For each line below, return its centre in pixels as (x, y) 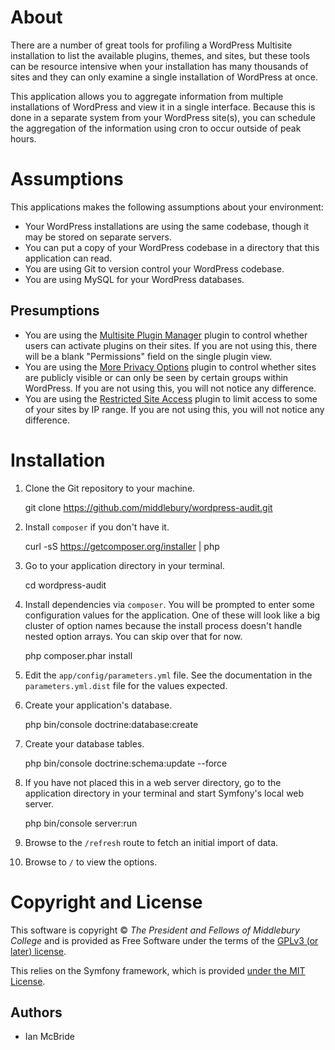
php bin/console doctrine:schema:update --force (126, 763)
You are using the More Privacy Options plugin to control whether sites (170, 367)
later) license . (38, 951)
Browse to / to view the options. (91, 862)
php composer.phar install (78, 655)
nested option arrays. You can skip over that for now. (133, 636)
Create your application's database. (98, 705)
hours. (23, 138)
